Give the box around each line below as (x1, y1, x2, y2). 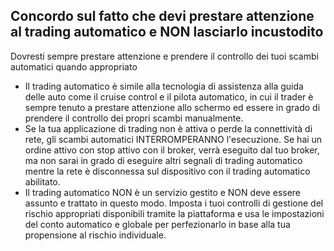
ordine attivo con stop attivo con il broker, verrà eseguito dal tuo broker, (24, 144, 320, 156)
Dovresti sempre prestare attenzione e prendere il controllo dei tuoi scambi (10, 50, 319, 62)
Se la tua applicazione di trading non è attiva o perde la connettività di (24, 122, 313, 134)
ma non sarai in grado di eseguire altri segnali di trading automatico (24, 154, 303, 166)
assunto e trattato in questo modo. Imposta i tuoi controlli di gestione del (24, 197, 324, 209)
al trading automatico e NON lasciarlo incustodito (10, 24, 324, 41)
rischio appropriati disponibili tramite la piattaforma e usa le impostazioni (24, 207, 325, 219)
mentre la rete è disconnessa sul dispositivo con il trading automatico (24, 165, 311, 177)
